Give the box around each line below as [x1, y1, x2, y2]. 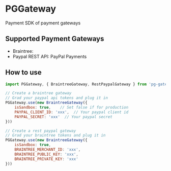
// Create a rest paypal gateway [5, 128, 76, 133]
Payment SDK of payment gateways [5, 20, 81, 26]
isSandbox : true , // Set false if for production [14, 105, 129, 110]
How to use [5, 68, 42, 77]
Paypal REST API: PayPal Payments [12, 53, 87, 59]
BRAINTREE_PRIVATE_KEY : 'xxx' [14, 156, 79, 161]
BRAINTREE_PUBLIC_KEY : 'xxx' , [14, 152, 79, 157]
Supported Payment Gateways [5, 35, 104, 43]
